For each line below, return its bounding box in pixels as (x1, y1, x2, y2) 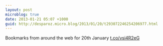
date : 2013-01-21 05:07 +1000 (5, 16, 69, 21)
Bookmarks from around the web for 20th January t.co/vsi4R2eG (5, 35, 140, 41)
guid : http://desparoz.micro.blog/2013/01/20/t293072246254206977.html (5, 21, 158, 26)
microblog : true (5, 12, 39, 17)
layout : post (5, 7, 33, 12)
